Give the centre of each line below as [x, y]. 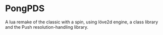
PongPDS [25, 9]
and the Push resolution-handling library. [47, 27]
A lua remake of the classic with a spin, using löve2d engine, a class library [82, 22]
